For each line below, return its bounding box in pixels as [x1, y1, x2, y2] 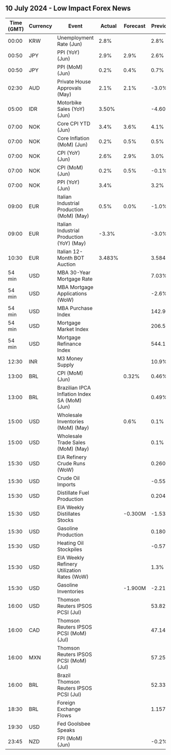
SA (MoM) [56, 397, 82, 404]
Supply [56, 361, 74, 368]
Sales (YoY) [56, 105, 85, 113]
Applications [56, 290, 88, 297]
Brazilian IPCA [56, 384, 91, 391]
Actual [100, 22, 117, 30]
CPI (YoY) [56, 149, 80, 156]
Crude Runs [56, 460, 85, 467]
